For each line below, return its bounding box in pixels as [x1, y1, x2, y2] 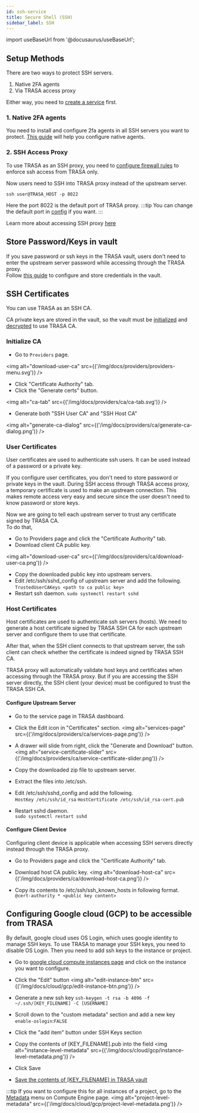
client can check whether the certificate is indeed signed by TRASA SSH [6, 649, 184, 656]
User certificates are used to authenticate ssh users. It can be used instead [6, 456, 190, 463]
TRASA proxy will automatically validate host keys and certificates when [6, 667, 183, 674]
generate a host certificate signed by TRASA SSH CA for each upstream [6, 624, 182, 632]
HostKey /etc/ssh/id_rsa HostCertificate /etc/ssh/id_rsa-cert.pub [14, 797, 184, 803]
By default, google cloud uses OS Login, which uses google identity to [6, 934, 178, 941]
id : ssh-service [6, 8, 46, 15]
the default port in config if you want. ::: [6, 208, 103, 215]
